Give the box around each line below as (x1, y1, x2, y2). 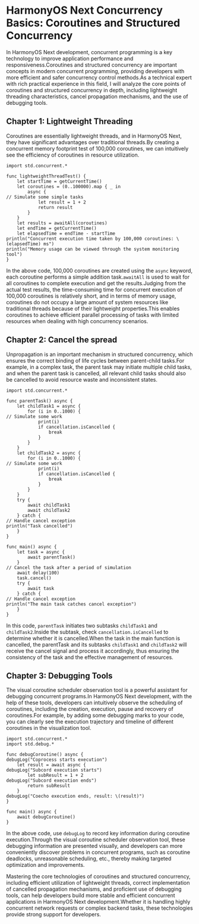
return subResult (27, 783, 70, 789)
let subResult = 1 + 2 (27, 772, 84, 779)
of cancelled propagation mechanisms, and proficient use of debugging (6, 885, 182, 893)
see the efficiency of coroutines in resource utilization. (6, 151, 140, 158)
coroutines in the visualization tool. (6, 725, 91, 732)
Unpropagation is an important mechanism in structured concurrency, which (6, 351, 193, 358)
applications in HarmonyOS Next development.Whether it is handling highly (6, 898, 191, 906)
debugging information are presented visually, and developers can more (6, 842, 183, 850)
